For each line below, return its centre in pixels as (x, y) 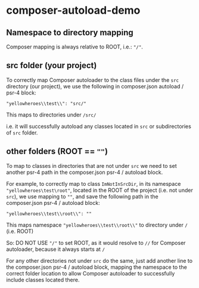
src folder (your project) (52, 65)
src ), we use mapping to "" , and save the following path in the (83, 196)
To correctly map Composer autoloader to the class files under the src (93, 80)
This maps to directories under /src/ (51, 115)
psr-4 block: (21, 93)
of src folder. (22, 133)
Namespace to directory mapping (70, 33)
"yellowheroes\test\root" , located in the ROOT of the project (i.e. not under (100, 190)
